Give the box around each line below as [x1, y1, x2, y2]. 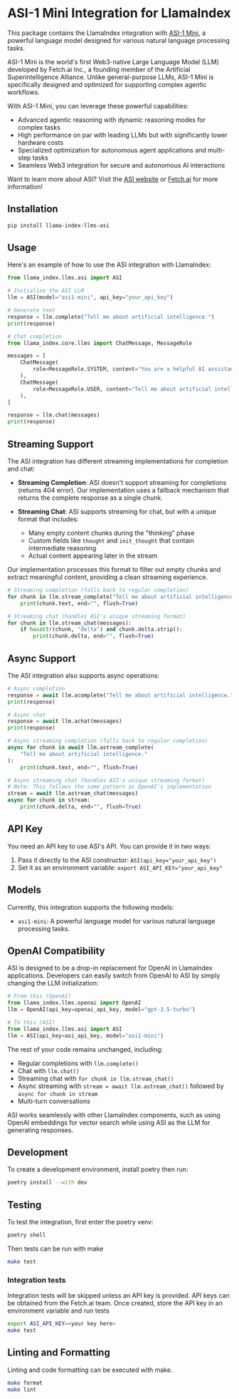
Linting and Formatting [7, 1346, 110, 1359]
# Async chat [7, 711, 46, 718]
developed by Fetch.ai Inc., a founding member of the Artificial [7, 65, 191, 73]
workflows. [7, 88, 41, 96]
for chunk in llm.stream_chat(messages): [7, 619, 132, 627]
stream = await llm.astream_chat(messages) [7, 790, 139, 797]
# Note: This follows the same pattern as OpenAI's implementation [7, 783, 212, 791]
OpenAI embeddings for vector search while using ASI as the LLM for [7, 1118, 211, 1127]
